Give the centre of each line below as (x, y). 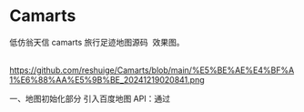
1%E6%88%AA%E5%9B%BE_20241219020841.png (107, 79)
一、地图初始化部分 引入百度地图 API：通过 (90, 98)
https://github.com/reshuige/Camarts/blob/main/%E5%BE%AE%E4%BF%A (152, 70)
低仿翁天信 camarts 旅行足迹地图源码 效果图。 (97, 42)
